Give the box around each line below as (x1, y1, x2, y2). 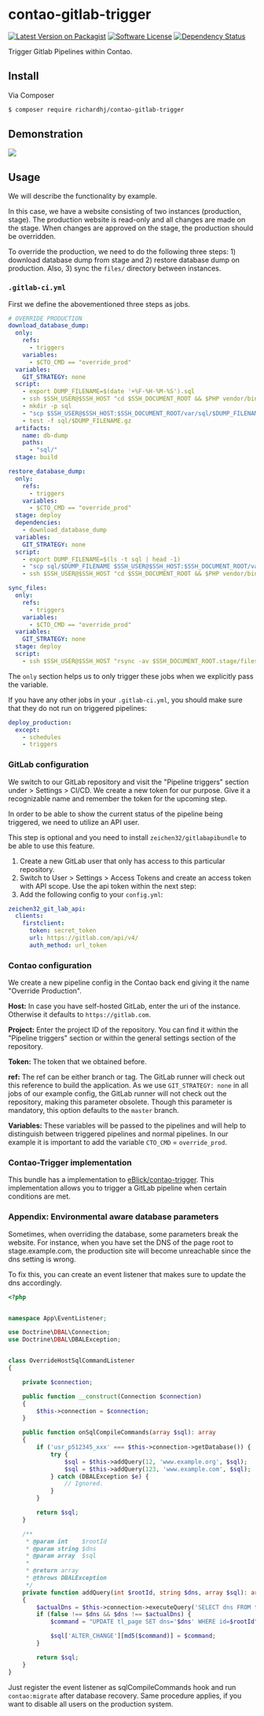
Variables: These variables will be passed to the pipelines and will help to (8, 1121, 247, 1130)
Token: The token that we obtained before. (8, 1057, 147, 1066)
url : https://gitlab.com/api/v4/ (28, 934, 139, 942)
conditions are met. (8, 1191, 71, 1201)
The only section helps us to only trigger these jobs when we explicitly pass (8, 671, 254, 681)
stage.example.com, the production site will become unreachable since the (8, 1246, 251, 1255)
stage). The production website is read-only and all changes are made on (8, 215, 246, 225)
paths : (22, 439, 44, 447)
